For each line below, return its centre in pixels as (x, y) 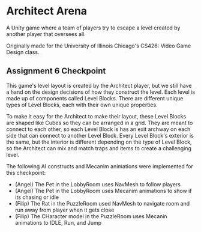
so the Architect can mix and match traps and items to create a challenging (99, 148)
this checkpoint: (26, 172)
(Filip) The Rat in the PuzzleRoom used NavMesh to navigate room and (102, 203)
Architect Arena (47, 11)
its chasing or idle (37, 197)
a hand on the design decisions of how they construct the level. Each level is (101, 92)
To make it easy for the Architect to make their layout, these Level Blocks (96, 116)
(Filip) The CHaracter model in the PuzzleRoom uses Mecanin (91, 216)
